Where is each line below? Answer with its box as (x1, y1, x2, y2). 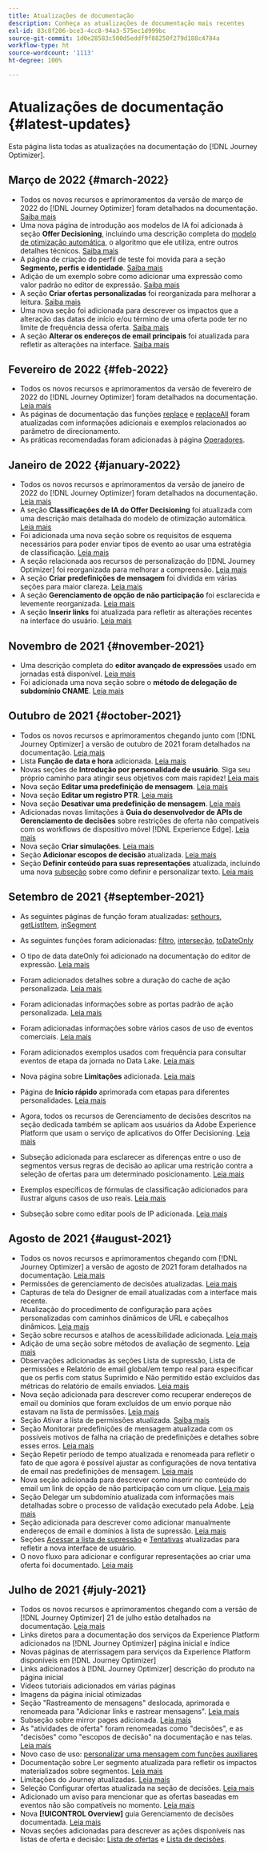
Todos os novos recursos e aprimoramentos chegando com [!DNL (19, 1253, 238, 1263)
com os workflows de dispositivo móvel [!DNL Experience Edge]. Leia (19, 824, 250, 834)
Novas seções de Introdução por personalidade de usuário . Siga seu (19, 764, 250, 774)
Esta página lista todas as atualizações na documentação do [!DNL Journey (8, 141, 258, 151)
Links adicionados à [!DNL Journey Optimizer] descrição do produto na (19, 1664, 255, 1674)
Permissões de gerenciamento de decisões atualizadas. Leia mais (19, 1278, 238, 1288)
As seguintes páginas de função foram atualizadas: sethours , (19, 911, 222, 921)
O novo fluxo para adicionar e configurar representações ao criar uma (19, 1551, 251, 1561)
